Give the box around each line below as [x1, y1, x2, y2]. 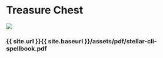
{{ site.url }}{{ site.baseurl [6, 37, 84, 45]
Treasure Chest [6, 4, 84, 17]
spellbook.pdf [6, 45, 47, 53]
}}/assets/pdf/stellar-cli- [84, 37, 157, 45]
